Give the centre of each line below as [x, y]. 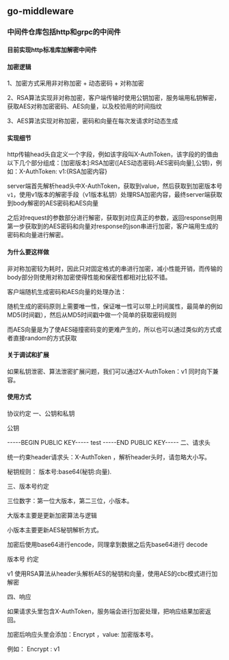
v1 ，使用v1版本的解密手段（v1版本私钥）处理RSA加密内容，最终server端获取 [115, 195]
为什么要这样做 [28, 252]
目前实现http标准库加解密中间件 [52, 49]
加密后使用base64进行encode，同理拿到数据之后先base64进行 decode [108, 544]
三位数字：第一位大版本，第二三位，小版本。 [70, 500]
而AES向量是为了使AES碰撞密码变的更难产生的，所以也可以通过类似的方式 [112, 329]
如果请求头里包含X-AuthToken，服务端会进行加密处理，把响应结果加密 [106, 611]
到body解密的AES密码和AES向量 [53, 203]
